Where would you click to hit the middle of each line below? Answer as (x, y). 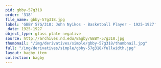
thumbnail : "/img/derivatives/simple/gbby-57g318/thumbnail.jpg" (76, 43)
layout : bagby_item (26, 53)
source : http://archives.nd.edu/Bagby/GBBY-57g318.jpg (65, 39)
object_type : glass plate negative (43, 34)
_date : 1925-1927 (24, 29)
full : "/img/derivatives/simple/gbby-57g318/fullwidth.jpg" (71, 48)
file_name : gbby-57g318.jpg (35, 19)
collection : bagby (25, 58)
